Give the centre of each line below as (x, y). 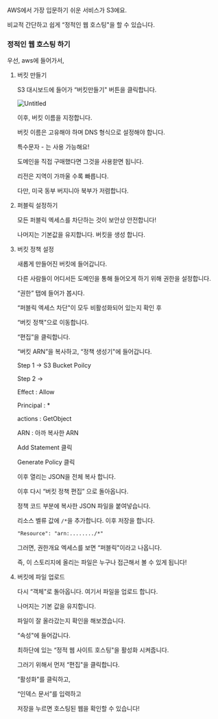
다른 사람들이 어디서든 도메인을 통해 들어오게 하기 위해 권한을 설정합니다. (114, 279)
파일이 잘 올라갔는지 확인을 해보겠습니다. (71, 621)
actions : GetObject (44, 419)
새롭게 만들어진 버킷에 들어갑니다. (62, 264)
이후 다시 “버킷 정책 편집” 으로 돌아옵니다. (73, 491)
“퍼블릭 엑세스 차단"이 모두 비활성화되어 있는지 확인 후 (89, 308)
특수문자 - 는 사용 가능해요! (53, 147)
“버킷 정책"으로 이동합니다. (53, 323)
